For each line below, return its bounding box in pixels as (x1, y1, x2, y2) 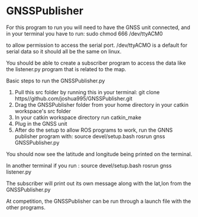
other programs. (6, 203, 46, 211)
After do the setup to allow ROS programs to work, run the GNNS (14, 126, 173, 133)
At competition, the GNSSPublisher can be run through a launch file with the (6, 197, 191, 205)
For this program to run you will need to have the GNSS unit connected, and (6, 24, 190, 31)
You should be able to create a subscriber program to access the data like (6, 59, 186, 66)
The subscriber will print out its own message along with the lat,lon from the (6, 180, 191, 187)
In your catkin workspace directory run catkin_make (14, 114, 142, 121)
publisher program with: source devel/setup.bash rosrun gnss (14, 132, 165, 140)
